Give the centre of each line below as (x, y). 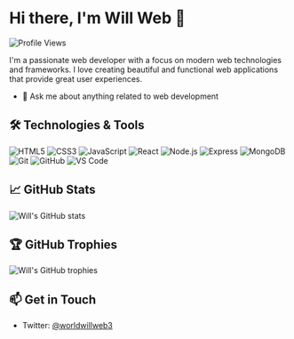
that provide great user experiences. (76, 78)
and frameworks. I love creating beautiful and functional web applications (143, 69)
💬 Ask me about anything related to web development (120, 96)
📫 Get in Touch (53, 299)
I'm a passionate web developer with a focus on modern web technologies (146, 60)
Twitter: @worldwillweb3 (68, 326)
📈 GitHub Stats (52, 190)
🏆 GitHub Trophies (64, 244)
